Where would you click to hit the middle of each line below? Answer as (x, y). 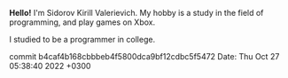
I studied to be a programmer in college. (82, 39)
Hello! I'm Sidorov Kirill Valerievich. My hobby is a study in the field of (136, 13)
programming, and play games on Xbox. (82, 22)
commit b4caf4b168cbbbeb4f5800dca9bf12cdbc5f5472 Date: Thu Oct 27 (144, 56)
